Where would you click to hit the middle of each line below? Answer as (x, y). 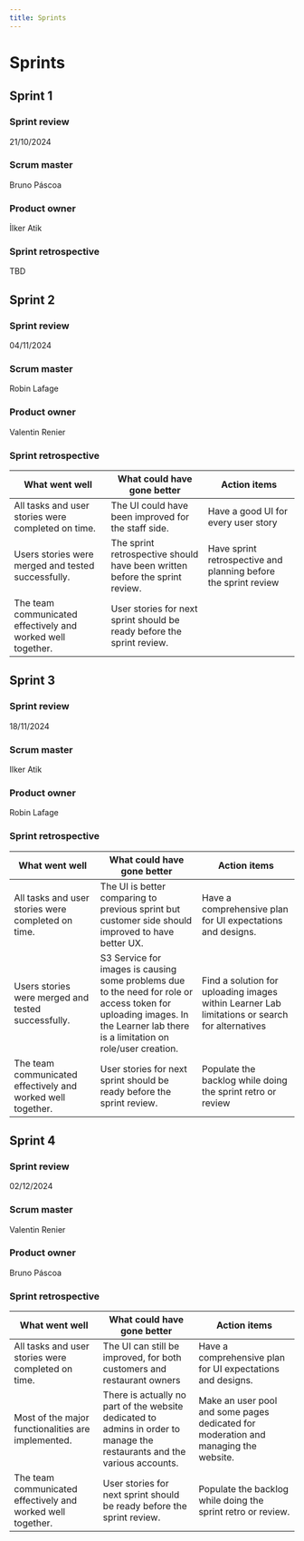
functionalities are (52, 1429)
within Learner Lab (242, 1003)
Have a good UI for (247, 511)
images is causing (138, 969)
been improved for (150, 516)
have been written (149, 565)
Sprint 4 (33, 1141)
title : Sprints (38, 18)
